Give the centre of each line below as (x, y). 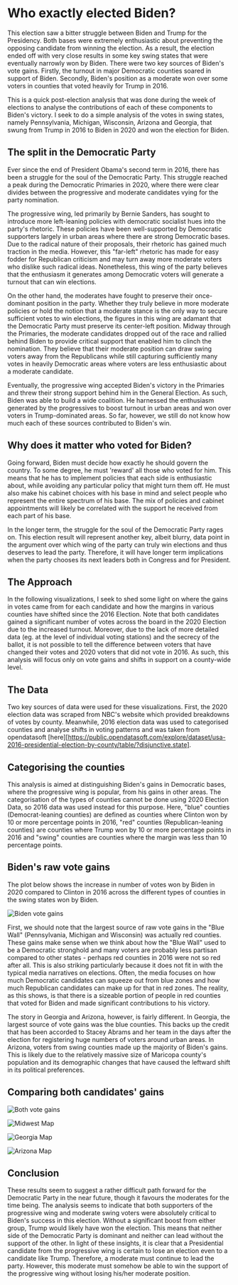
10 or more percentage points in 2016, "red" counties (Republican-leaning (115, 822)
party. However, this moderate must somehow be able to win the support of (118, 1266)
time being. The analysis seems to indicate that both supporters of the (110, 1205)
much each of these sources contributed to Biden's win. (90, 423)
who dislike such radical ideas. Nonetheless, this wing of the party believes (118, 267)
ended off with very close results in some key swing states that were (108, 56)
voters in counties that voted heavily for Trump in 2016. (88, 86)
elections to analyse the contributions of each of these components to (110, 107)
